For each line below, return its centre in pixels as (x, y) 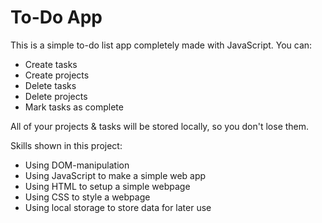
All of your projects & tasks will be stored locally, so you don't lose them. (160, 126)
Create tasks (51, 64)
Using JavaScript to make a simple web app (115, 175)
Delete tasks (50, 85)
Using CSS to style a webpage (87, 197)
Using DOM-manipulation (77, 165)
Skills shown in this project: (66, 145)
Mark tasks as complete (74, 107)
